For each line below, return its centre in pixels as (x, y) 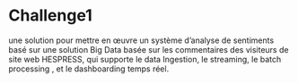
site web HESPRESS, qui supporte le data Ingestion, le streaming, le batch (145, 59)
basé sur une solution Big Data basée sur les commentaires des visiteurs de (149, 49)
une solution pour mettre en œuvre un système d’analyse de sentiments (141, 40)
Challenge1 (51, 16)
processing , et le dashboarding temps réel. (89, 69)
